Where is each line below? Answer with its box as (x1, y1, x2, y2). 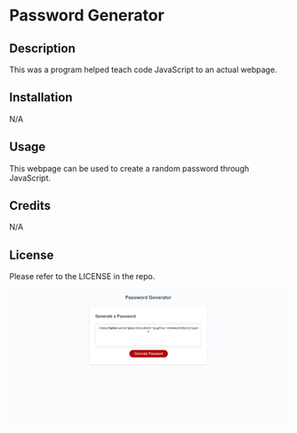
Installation (9, 90, 73, 105)
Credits (9, 198, 52, 213)
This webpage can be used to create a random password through (9, 163, 250, 173)
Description (9, 41, 76, 56)
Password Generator (9, 5, 165, 26)
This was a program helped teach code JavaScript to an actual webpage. (9, 64, 277, 75)
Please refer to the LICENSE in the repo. (9, 271, 156, 282)
